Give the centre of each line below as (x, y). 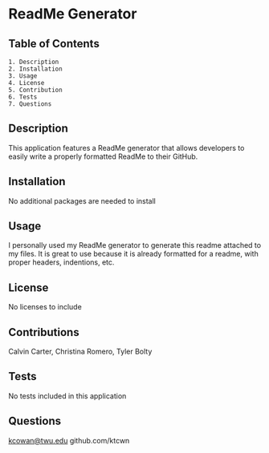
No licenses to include (45, 307)
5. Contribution (35, 90)
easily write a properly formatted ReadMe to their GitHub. (103, 156)
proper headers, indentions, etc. (61, 262)
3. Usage (23, 76)
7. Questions (30, 104)
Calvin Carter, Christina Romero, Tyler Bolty (80, 352)
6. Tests (23, 97)
